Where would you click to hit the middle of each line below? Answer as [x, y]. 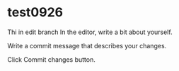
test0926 [35, 12]
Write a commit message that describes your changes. [87, 45]
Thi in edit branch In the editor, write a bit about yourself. [90, 32]
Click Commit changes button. [51, 59]
